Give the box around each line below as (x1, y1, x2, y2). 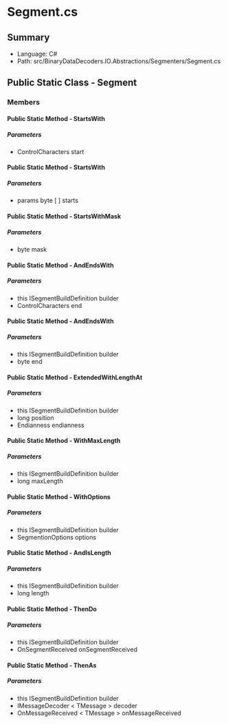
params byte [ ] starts (16, 197, 79, 205)
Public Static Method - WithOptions (7, 492, 111, 501)
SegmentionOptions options (16, 533, 97, 541)
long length (16, 589, 49, 597)
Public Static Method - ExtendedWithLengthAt (7, 373, 143, 382)
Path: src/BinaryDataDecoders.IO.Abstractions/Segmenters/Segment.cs (16, 57, 221, 65)
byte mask (16, 245, 47, 253)
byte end (16, 358, 43, 366)
